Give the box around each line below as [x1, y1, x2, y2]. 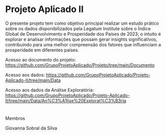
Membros [5, 115, 25, 121]
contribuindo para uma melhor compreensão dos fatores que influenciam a [5, 41, 161, 47]
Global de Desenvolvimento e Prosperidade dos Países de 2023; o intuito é [5, 31, 161, 37]
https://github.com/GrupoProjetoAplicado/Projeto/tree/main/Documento [5, 62, 155, 68]
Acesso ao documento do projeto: [5, 56, 76, 62]
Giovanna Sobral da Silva [5, 125, 58, 131]
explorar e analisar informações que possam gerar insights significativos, [5, 36, 157, 42]
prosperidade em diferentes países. [5, 47, 79, 53]
